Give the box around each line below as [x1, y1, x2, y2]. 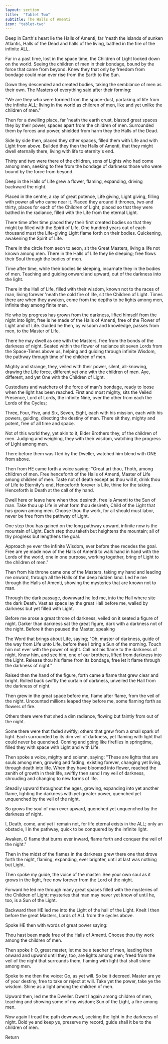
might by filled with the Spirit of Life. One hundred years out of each [5, 225, 146, 231]
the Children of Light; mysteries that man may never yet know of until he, [5, 892, 155, 898]
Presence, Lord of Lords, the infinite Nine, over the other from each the [5, 395, 152, 401]
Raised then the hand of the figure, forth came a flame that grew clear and [5, 672, 159, 678]
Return [5, 1034, 19, 1040]
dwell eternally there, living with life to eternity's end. [5, 148, 115, 154]
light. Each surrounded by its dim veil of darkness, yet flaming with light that [5, 734, 162, 740]
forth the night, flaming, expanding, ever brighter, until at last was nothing [5, 857, 157, 863]
